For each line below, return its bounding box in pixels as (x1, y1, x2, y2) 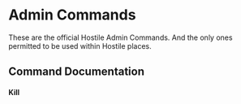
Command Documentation (8, 65, 144, 79)
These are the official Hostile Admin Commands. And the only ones (8, 32, 233, 42)
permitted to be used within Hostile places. (8, 41, 152, 50)
